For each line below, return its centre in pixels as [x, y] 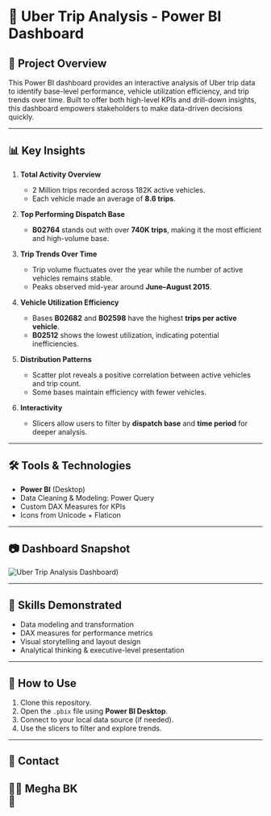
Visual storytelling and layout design [80, 642]
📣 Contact [34, 761]
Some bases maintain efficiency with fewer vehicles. [119, 392]
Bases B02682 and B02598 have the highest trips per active [134, 318]
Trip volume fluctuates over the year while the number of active [138, 269]
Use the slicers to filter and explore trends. [91, 728]
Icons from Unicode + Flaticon [70, 514]
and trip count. [56, 383]
